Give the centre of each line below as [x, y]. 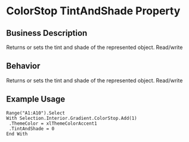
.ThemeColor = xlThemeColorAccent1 [53, 124]
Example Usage [36, 99]
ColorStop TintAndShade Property [93, 11]
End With [17, 134]
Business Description [47, 33]
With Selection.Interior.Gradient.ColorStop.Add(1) [72, 118]
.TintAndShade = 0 [32, 129]
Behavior [23, 66]
